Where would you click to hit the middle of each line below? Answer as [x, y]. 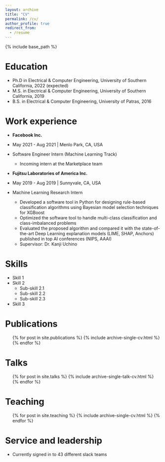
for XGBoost [32, 212]
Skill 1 [18, 278]
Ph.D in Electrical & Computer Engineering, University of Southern [79, 80]
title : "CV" [17, 14]
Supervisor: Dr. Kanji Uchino [48, 244]
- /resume [20, 33]
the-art [27, 233]
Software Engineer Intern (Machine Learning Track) [64, 154]
